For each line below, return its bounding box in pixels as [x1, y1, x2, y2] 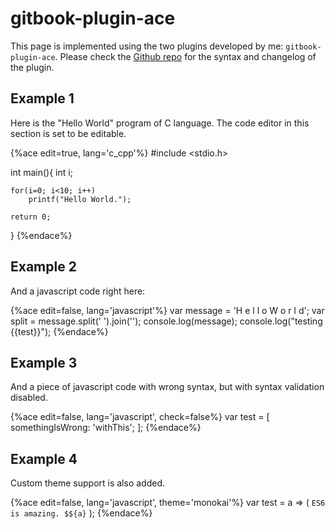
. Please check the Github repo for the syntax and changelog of [54, 50, 317, 62]
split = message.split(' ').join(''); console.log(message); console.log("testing [10, 315, 323, 327]
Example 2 [10, 258, 77, 276]
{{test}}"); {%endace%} [10, 325, 109, 337]
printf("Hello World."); [28, 194, 132, 204]
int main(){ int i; [10, 166, 73, 178]
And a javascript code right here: [10, 285, 146, 297]
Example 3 [10, 354, 78, 371]
